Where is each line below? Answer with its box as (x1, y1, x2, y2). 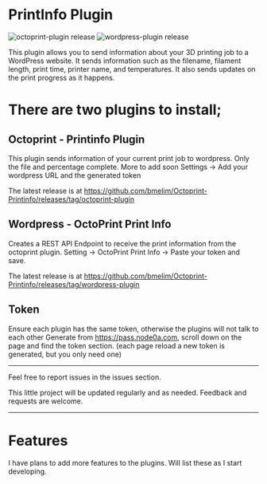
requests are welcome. (8, 396, 83, 406)
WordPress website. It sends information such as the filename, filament (8, 56, 242, 65)
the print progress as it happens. (8, 73, 115, 82)
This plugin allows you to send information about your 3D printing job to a (8, 47, 249, 57)
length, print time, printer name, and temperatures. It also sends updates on (8, 64, 256, 73)
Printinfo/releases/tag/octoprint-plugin (8, 194, 135, 204)
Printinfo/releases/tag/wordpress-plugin (8, 279, 141, 289)
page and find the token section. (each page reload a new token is (8, 340, 225, 350)
